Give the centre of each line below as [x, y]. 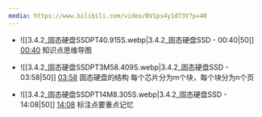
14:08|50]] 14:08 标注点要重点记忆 [77, 104]
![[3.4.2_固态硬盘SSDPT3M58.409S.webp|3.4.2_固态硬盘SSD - [125, 67]
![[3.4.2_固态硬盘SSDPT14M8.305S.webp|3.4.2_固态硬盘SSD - [123, 94]
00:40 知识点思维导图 [56, 50]
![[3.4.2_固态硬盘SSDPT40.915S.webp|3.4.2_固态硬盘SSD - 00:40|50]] [137, 40]
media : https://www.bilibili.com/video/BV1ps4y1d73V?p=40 [108, 16]
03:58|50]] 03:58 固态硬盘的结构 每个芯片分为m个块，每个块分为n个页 [137, 77]
